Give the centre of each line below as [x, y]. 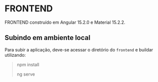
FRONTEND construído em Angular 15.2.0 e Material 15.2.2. [65, 22]
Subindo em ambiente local [48, 38]
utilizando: [15, 55]
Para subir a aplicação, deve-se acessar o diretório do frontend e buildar [79, 49]
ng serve [26, 74]
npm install [28, 64]
